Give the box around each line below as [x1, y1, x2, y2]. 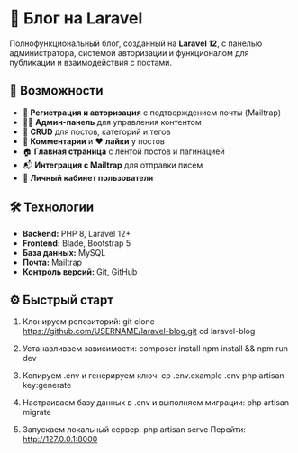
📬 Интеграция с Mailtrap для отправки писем [22, 159, 203, 170]
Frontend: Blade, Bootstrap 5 [22, 238, 131, 249]
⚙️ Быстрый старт [9, 292, 114, 307]
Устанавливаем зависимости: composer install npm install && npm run [22, 343, 289, 354]
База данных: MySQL [22, 247, 106, 258]
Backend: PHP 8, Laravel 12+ [22, 228, 131, 239]
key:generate [22, 380, 72, 391]
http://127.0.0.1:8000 [22, 434, 98, 445]
